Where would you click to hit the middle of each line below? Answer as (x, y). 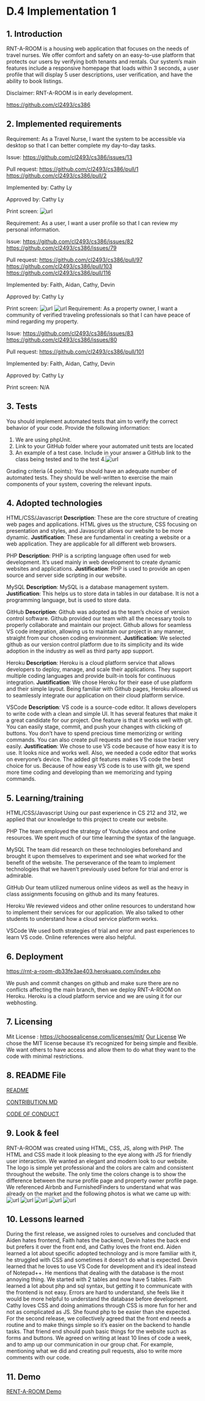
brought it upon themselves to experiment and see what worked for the (96, 856)
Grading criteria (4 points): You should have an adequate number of (92, 471)
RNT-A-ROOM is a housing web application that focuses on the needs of (98, 48)
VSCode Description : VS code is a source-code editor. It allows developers (102, 707)
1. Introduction (34, 34)
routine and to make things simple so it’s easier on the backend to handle (99, 1325)
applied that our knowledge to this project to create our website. (87, 819)
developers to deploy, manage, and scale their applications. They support (99, 669)
